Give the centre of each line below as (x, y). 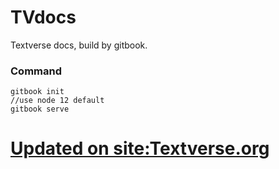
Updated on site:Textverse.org (140, 148)
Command (36, 71)
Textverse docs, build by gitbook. (79, 45)
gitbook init (37, 92)
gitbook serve (40, 109)
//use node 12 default (57, 101)
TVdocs (43, 17)
